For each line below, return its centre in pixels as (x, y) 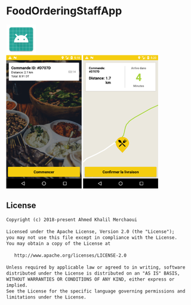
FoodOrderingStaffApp (64, 11)
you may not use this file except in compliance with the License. (92, 238)
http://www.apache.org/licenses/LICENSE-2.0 (70, 256)
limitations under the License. (46, 297)
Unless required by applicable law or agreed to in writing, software (96, 267)
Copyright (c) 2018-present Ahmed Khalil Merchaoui (72, 220)
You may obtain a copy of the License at (58, 244)
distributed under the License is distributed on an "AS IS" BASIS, (93, 273)
